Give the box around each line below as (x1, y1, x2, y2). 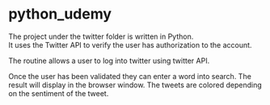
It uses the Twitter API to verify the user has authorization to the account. (8, 40, 252, 49)
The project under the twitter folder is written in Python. (8, 31, 194, 41)
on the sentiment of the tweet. (8, 88, 109, 98)
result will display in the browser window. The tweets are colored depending (8, 80, 263, 90)
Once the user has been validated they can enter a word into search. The (8, 71, 252, 81)
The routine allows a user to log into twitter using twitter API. (8, 56, 210, 65)
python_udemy (8, 5, 112, 23)
